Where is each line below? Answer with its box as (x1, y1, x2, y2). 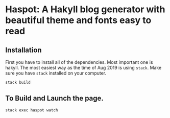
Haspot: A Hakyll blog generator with (5, 4, 165, 15)
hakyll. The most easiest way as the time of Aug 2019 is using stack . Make (5, 65, 162, 70)
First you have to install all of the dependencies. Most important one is (5, 59, 153, 65)
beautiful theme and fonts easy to (5, 14, 152, 26)
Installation (5, 45, 42, 54)
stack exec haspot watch (5, 107, 58, 113)
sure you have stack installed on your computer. (5, 70, 107, 76)
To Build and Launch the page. (5, 94, 104, 103)
